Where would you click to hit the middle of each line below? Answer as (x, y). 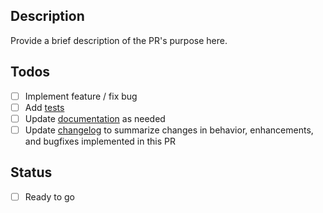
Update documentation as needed (95, 118)
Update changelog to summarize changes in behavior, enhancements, (169, 130)
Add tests (44, 107)
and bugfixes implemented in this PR (100, 141)
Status (31, 172)
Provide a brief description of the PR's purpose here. (119, 40)
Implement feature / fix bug (81, 96)
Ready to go (49, 196)
